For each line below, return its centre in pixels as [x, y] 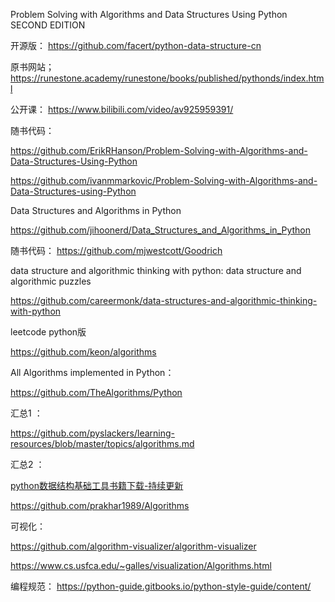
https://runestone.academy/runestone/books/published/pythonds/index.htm [167, 78]
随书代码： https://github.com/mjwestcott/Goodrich [116, 250]
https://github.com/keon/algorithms [83, 352]
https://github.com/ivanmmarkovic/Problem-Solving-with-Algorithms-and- [164, 180]
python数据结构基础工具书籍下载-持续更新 [97, 485]
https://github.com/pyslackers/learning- [92, 433]
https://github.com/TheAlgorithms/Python [96, 392]
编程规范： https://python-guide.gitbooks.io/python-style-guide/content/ [161, 586]
